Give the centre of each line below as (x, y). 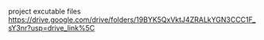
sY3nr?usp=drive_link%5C (52, 28)
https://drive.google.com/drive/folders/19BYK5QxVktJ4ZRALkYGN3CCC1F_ (132, 20)
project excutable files (45, 11)
